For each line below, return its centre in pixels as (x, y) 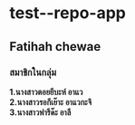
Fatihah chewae (55, 47)
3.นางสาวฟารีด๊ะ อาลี (40, 112)
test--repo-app (68, 13)
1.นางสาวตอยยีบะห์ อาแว (46, 91)
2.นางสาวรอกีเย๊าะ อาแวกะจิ (51, 101)
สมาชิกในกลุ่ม (33, 72)
